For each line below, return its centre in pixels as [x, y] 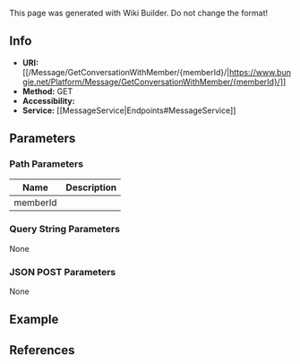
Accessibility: [48, 100]
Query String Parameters [65, 230]
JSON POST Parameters [63, 272]
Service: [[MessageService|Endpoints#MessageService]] [129, 110]
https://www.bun [260, 72]
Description [91, 187]
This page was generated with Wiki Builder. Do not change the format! [139, 13]
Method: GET [47, 91]
